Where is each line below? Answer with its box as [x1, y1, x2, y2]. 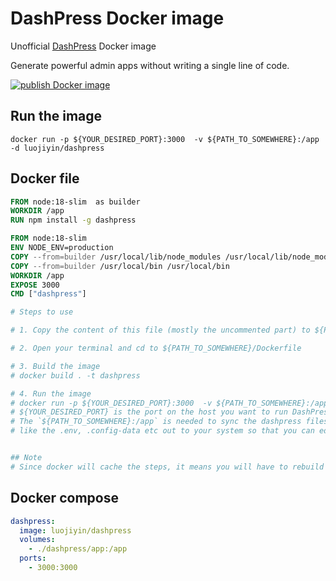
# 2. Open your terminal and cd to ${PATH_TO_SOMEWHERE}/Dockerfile [10, 343, 302, 354]
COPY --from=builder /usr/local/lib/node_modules [10, 252, 222, 262]
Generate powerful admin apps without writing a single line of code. [10, 59, 290, 71]
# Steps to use [10, 307, 74, 317]
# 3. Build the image [10, 361, 101, 371]
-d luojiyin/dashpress [10, 143, 105, 153]
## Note [10, 453, 43, 463]
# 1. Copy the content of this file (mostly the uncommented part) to [10, 325, 311, 336]
